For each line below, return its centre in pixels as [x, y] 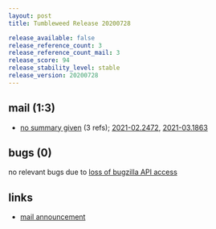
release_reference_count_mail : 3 [64, 53]
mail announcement [53, 217]
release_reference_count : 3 [55, 45]
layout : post [30, 16]
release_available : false [51, 38]
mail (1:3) [32, 108]
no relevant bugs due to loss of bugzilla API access [93, 172]
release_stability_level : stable [64, 68]
